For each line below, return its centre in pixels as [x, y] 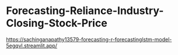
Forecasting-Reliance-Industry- [85, 11]
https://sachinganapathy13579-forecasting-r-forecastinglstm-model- [89, 39]
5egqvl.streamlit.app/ [32, 46]
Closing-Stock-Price [57, 23]
